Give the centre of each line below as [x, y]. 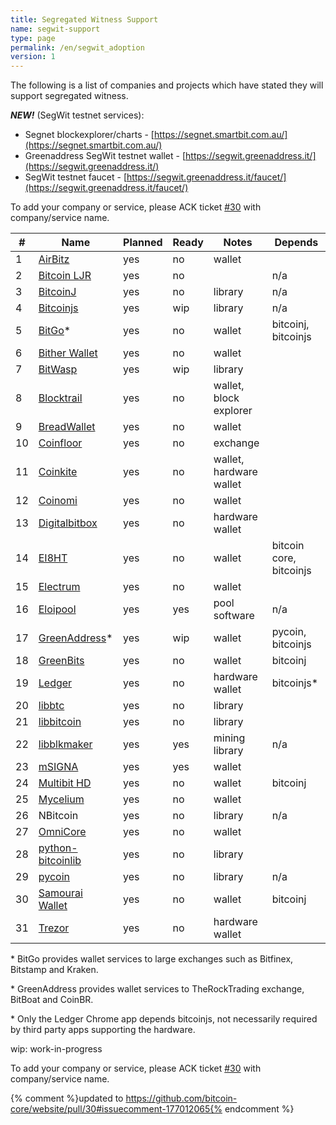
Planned [143, 243]
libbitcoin [60, 722]
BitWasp [58, 369]
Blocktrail [60, 398]
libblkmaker [65, 744]
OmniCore [62, 832]
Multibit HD [65, 783]
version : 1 [33, 57]
